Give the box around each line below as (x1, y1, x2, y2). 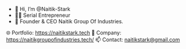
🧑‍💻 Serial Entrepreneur (14, 12, 71, 19)
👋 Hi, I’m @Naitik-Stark (14, 6, 71, 12)
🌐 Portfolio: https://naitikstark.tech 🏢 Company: (6, 29, 122, 36)
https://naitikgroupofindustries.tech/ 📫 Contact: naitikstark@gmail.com (6, 36, 180, 43)
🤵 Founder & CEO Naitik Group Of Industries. (14, 18, 123, 24)
